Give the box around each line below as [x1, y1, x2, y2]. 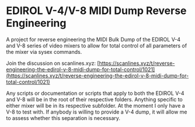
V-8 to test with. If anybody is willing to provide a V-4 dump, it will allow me [6, 108, 187, 115]
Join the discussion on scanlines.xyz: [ [6, 60, 99, 67]
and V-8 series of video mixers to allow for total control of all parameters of [6, 42, 187, 49]
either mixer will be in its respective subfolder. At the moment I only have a [6, 102, 185, 109]
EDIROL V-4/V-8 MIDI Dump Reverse [6, 4, 187, 18]
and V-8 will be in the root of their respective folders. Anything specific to [6, 95, 183, 103]
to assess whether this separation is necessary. [6, 114, 121, 121]
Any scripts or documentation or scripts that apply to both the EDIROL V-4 [6, 90, 185, 97]
